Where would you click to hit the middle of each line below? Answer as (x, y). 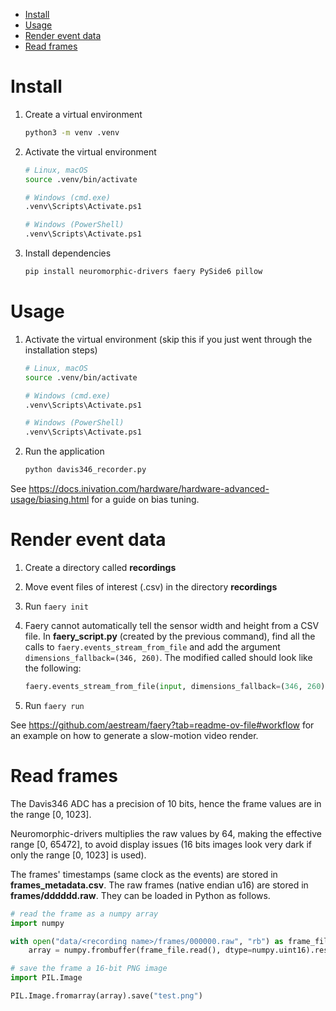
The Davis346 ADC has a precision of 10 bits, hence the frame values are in (166, 803)
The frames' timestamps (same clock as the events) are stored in (144, 874)
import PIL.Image (46, 978)
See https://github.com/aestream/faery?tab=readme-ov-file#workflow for (162, 725)
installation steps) (61, 350)
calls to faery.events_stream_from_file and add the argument (152, 646)
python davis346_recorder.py (85, 470)
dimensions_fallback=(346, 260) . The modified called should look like (168, 657)
